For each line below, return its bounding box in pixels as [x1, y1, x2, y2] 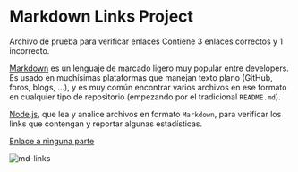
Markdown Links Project [9, 6, 194, 27]
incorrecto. [9, 45, 50, 56]
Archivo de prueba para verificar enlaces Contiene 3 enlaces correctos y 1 [9, 36, 284, 47]
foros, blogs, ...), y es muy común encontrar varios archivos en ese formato [9, 82, 287, 92]
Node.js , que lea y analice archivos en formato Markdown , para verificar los [9, 108, 282, 119]
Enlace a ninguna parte [9, 135, 95, 146]
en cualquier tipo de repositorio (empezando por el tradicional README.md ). [9, 91, 281, 102]
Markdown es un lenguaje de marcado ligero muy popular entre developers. [9, 63, 289, 73]
